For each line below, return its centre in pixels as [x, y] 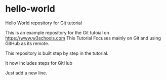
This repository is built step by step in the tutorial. [57, 53]
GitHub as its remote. [27, 43]
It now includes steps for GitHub [39, 63]
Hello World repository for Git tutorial [44, 23]
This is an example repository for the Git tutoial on [57, 32]
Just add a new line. [26, 73]
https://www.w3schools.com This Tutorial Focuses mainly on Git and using [83, 38]
